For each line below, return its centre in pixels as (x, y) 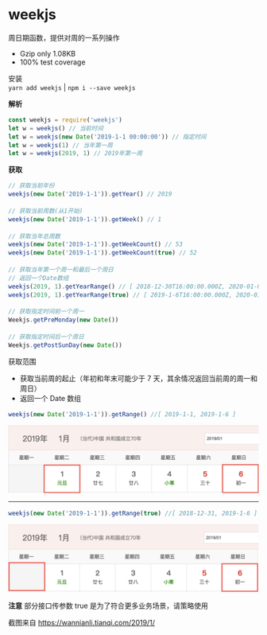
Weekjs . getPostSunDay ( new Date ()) (66, 345)
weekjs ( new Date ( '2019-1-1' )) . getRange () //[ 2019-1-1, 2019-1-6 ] (122, 414)
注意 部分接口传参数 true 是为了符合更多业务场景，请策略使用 (108, 606)
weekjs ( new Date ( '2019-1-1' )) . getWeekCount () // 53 (95, 244)
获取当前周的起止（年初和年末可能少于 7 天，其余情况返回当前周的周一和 (139, 378)
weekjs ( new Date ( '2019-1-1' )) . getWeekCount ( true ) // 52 (103, 253)
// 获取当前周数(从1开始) (46, 211)
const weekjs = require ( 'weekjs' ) (66, 120)
